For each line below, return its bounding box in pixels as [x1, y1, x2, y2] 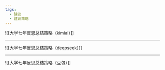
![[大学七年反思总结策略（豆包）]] [5, 60, 71, 66]
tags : [5, 7, 16, 12]
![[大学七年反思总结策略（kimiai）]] [5, 30, 74, 36]
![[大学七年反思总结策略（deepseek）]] [5, 45, 82, 51]
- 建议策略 [9, 16, 29, 21]
